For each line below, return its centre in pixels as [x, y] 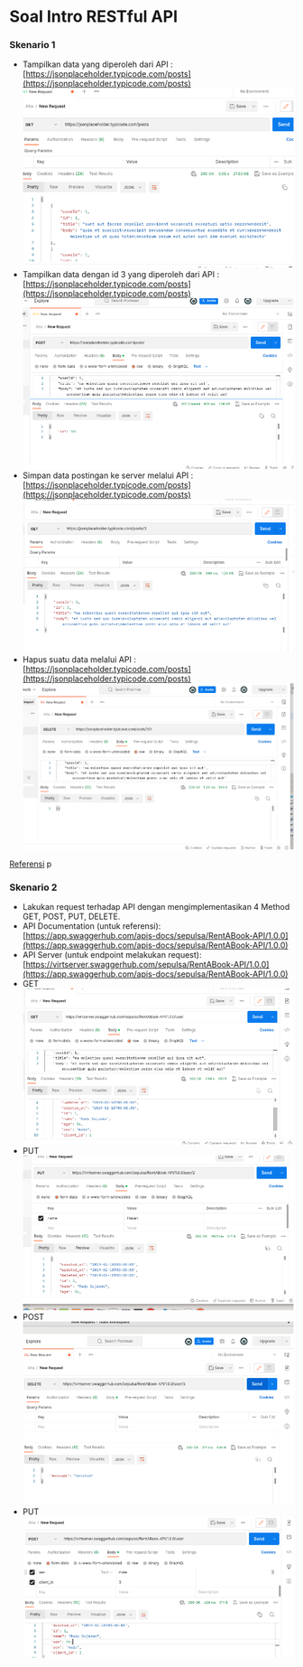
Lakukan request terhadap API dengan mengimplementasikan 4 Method [156, 907]
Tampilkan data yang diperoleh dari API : [97, 64]
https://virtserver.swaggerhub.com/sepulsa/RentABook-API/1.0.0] [147, 965]
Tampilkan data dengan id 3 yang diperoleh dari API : [120, 274]
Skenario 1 [32, 45]
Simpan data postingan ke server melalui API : [108, 475]
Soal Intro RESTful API [94, 17]
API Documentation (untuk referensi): [92, 926]
